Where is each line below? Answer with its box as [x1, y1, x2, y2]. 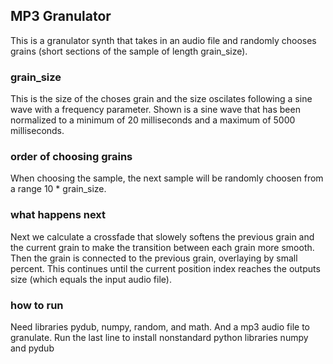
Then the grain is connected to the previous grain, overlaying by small [10, 252, 298, 264]
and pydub [10, 342, 55, 354]
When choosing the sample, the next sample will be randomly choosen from [10, 172, 324, 184]
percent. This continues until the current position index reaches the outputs [10, 262, 321, 274]
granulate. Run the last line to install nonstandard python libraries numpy [10, 332, 309, 343]
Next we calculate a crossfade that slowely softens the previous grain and [10, 230, 315, 243]
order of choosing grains [10, 150, 133, 164]
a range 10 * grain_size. [10, 183, 107, 195]
